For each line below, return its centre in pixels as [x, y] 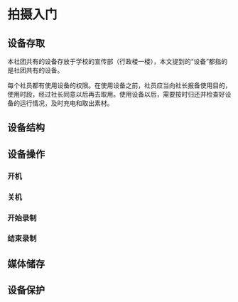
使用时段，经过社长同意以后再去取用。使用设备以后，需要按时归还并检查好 [116, 94]
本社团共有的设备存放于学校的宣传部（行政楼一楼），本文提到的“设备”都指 [114, 61]
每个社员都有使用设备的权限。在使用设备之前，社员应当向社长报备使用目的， [119, 85]
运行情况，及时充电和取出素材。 [66, 103]
